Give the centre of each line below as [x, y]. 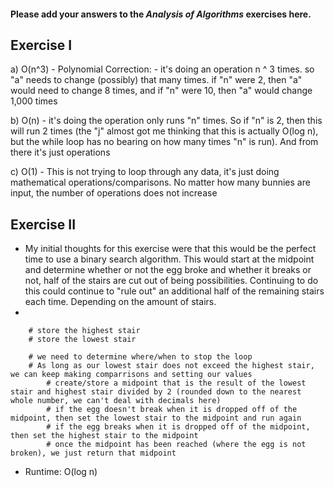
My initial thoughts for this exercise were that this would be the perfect [170, 249]
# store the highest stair [84, 331]
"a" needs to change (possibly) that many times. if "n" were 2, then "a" [156, 80]
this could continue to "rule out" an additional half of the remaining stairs [174, 291]
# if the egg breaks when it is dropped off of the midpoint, [178, 427]
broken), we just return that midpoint [93, 453]
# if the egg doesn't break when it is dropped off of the [172, 410]
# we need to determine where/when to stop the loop [140, 357]
